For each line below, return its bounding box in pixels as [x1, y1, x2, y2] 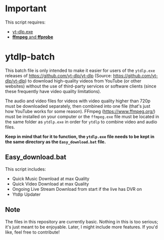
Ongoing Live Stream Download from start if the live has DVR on [12, 186, 142, 192]
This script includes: [5, 166, 46, 172]
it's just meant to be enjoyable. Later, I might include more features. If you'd [5, 224, 158, 230]
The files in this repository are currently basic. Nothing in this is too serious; [5, 218, 159, 224]
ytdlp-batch [5, 51, 55, 62]
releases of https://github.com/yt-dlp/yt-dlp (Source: [5, 72, 112, 79]
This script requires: [5, 19, 46, 25]
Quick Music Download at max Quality [12, 176, 90, 181]
